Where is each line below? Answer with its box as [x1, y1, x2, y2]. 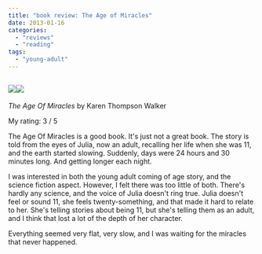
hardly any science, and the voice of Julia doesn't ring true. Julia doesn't [8, 188, 244, 197]
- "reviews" [15, 33, 55, 42]
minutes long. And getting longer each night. [8, 156, 152, 166]
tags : [8, 48, 26, 56]
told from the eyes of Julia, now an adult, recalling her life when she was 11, [8, 139, 253, 149]
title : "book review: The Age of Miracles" [8, 11, 153, 20]
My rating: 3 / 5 [8, 116, 58, 126]
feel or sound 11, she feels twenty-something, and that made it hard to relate [8, 197, 254, 206]
